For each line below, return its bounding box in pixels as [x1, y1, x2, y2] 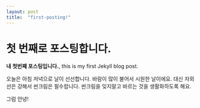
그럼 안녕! [6, 95, 29, 103]
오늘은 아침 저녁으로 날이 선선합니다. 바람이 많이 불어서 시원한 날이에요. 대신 [6, 75, 184, 82]
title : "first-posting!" [6, 14, 71, 20]
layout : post [6, 8, 39, 15]
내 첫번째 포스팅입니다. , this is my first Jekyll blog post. [6, 63, 139, 70]
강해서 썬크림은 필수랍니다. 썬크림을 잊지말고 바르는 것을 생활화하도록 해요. [17, 83, 192, 90]
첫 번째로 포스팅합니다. [6, 42, 112, 55]
